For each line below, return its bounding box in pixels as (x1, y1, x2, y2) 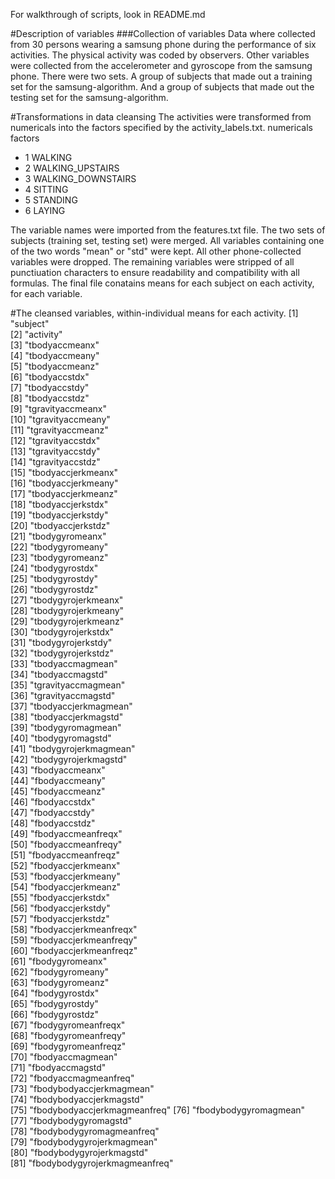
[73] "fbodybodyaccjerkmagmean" (10, 1083, 155, 1094)
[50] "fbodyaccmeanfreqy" (10, 839, 123, 850)
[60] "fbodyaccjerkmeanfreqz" (10, 945, 138, 956)
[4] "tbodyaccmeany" (10, 350, 100, 361)
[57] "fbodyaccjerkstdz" (10, 913, 110, 924)
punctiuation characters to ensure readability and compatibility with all (10, 267, 300, 278)
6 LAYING (24, 205, 66, 216)
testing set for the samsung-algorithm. (10, 92, 169, 103)
